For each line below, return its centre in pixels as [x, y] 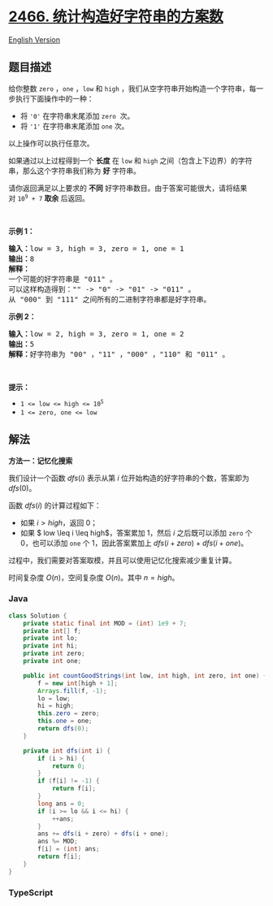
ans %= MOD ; [58, 842]
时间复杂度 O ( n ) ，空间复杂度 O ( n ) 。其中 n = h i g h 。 [94, 577]
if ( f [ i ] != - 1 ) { [69, 781]
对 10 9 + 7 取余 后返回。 [49, 198]
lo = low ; [54, 698]
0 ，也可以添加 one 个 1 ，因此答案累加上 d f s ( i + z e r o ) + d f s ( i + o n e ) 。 [134, 543]
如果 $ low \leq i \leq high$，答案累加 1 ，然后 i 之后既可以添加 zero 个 [136, 532]
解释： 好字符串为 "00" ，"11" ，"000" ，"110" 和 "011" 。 [119, 354]
